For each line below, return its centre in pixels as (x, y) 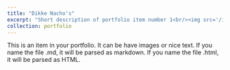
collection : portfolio (39, 26)
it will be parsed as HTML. (44, 60)
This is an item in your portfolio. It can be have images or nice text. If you (110, 46)
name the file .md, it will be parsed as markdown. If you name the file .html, (113, 52)
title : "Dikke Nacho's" (41, 13)
